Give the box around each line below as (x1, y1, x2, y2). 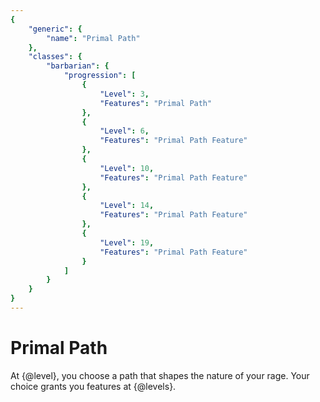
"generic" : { (28, 24, 83, 34)
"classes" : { (28, 52, 83, 62)
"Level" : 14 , (99, 201, 155, 211)
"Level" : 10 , (99, 163, 155, 173)
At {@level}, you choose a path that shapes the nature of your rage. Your (10, 369, 310, 381)
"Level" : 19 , (99, 237, 155, 248)
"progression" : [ (63, 71, 137, 81)
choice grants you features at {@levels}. (10, 380, 177, 392)
